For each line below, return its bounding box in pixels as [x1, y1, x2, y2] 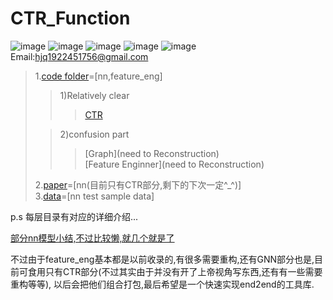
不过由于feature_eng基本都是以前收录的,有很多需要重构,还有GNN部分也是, [10, 253, 315, 265]
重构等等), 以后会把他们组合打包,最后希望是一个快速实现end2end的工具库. [10, 278, 315, 290]
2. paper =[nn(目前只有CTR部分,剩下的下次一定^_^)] [34, 178, 242, 191]
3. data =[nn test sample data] [34, 190, 155, 202]
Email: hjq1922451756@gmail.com [10, 50, 149, 62]
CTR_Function [10, 7, 131, 30]
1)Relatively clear [59, 89, 130, 101]
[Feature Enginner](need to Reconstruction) [84, 158, 265, 170]
